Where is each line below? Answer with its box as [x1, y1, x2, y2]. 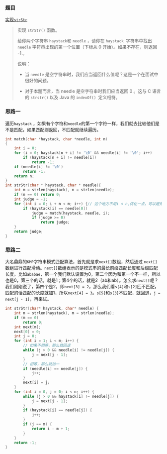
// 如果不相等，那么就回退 [23, 343, 71, 348]
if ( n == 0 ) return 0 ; [14, 192, 61, 197]
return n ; [14, 173, 35, 179]
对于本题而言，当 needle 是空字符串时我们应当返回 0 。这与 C [24, 88, 152, 94]
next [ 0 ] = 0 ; [14, 329, 41, 334]
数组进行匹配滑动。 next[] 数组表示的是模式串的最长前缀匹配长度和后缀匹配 [5, 265, 158, 271]
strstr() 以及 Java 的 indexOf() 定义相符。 [30, 95, 120, 101]
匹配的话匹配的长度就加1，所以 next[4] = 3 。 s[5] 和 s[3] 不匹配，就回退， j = [5, 290, 161, 296]
